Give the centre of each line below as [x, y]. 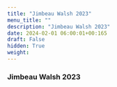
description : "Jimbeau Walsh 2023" [59, 26]
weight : [18, 53]
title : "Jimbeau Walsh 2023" [49, 14]
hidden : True [26, 46]
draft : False [26, 40]
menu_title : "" [29, 20]
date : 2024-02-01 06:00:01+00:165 [57, 33]
